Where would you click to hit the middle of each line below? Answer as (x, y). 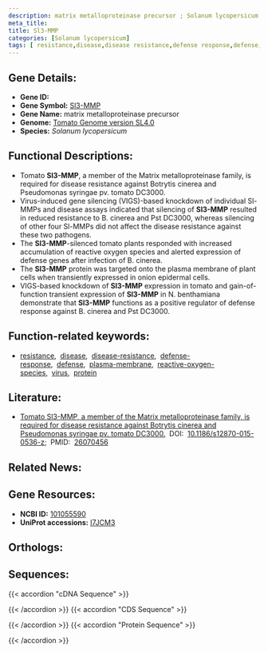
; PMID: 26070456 (77, 442)
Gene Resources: (52, 495)
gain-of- (243, 285)
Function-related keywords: (79, 336)
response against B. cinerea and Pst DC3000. (95, 311)
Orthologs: (36, 547)
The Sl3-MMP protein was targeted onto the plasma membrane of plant (138, 268)
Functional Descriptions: (71, 156)
